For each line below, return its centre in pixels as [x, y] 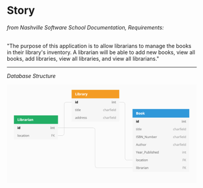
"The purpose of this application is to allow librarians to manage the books [99, 46]
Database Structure [31, 76]
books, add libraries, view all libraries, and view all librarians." [83, 59]
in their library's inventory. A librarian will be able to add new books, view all [101, 52]
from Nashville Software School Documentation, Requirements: [86, 27]
